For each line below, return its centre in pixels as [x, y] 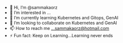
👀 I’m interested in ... [30, 13]
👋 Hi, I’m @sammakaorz [34, 7]
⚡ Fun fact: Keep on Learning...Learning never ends [61, 36]
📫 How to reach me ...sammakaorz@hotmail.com [59, 28]
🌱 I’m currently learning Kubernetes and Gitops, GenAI [64, 18]
